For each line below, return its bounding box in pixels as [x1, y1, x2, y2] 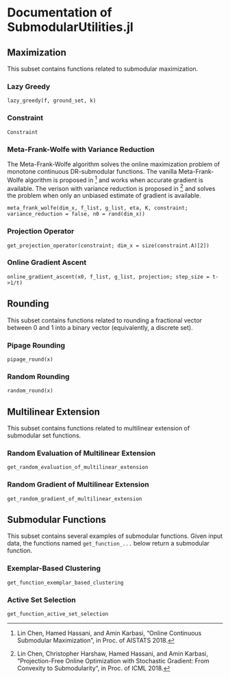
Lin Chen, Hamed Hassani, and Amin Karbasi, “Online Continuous [16, 629, 202, 637]
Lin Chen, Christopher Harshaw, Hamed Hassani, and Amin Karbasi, [16, 650, 209, 658]
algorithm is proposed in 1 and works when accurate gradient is [25, 175, 203, 184]
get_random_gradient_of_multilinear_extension [7, 495, 142, 502]
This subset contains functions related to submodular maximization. [7, 65, 199, 73]
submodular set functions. [7, 431, 81, 439]
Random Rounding [7, 372, 70, 381]
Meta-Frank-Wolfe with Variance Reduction [7, 144, 155, 154]
